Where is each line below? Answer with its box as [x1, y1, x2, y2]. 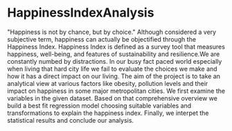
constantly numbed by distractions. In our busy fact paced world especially [7, 57, 222, 65]
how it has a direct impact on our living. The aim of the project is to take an [7, 71, 220, 80]
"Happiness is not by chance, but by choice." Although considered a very [7, 28, 217, 36]
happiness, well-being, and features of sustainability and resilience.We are [7, 50, 220, 58]
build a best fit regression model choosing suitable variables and [7, 101, 192, 110]
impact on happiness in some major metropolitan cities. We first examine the [7, 87, 226, 95]
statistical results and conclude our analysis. [7, 116, 134, 124]
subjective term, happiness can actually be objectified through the [7, 35, 196, 43]
